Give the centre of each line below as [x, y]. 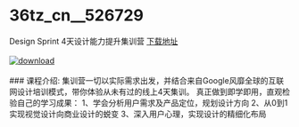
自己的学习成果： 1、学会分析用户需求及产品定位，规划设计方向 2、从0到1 [152, 102]
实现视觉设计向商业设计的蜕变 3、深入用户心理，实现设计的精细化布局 [138, 114]
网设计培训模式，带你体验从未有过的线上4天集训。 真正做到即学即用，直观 [146, 91]
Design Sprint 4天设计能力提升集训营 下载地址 [94, 41]
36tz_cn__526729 [77, 16]
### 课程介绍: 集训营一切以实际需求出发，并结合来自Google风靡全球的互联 [146, 80]
